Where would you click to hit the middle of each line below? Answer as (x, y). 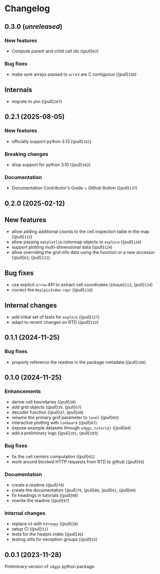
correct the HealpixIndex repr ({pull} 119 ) (52, 290)
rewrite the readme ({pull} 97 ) (40, 501)
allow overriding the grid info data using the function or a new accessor (83, 253)
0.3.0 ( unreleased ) (34, 27)
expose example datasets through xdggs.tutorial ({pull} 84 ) (71, 428)
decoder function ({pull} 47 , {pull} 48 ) (47, 412)
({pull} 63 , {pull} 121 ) (31, 257)
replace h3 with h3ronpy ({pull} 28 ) (45, 524)
